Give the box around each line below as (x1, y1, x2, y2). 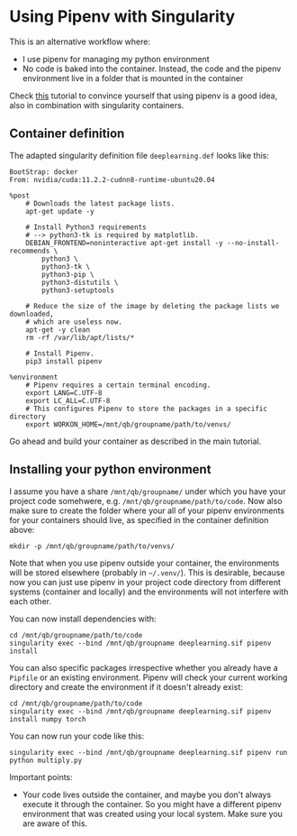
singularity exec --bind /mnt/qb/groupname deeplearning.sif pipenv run (9, 748, 288, 757)
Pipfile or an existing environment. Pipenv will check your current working (9, 672, 288, 683)
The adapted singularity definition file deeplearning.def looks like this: (9, 150, 270, 161)
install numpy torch (9, 714, 87, 723)
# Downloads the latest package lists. (25, 198, 175, 208)
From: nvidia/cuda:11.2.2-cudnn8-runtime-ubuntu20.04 (9, 175, 216, 184)
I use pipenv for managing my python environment (22, 53, 210, 64)
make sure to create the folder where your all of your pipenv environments (9, 505, 285, 516)
